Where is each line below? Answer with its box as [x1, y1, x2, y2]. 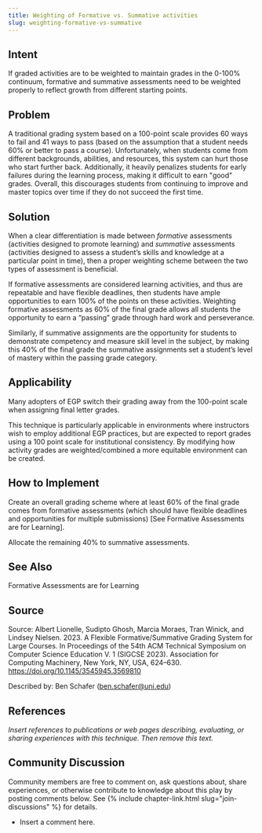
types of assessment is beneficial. [8, 264, 119, 273]
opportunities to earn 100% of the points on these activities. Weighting [8, 296, 236, 305]
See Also [8, 560, 53, 573]
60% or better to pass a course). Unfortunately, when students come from [8, 146, 249, 155]
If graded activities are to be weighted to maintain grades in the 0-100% [8, 68, 241, 79]
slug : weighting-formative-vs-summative [8, 19, 143, 27]
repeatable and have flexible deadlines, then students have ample [8, 287, 221, 297]
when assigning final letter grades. [8, 405, 120, 415]
